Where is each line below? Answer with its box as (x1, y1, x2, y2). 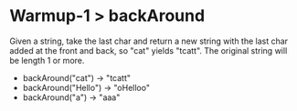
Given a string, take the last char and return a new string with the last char (9, 35, 289, 46)
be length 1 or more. (9, 55, 85, 66)
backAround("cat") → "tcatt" (22, 72, 131, 83)
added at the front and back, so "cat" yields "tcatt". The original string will (9, 45, 288, 55)
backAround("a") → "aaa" (22, 92, 121, 103)
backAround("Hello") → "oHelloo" (22, 82, 151, 93)
